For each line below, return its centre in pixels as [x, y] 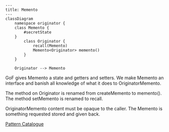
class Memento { [32, 28]
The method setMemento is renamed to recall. [54, 99]
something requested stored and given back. [53, 114]
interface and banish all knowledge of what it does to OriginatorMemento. [83, 83]
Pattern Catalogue [25, 124]
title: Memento [22, 10]
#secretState [38, 32]
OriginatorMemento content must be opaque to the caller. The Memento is [84, 109]
